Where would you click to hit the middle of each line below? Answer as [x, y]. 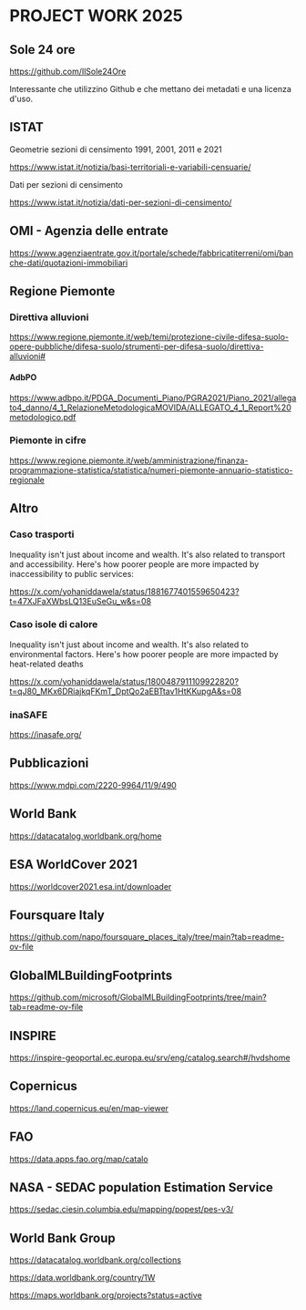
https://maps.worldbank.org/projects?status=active [106, 1295]
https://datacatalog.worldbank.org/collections [96, 1260]
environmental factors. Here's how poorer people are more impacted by [144, 654]
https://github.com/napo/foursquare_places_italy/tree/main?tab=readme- [147, 937]
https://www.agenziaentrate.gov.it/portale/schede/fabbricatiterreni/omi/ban [152, 253]
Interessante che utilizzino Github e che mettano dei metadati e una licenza [150, 89]
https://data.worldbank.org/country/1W [82, 1278]
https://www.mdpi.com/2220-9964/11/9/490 [93, 785]
